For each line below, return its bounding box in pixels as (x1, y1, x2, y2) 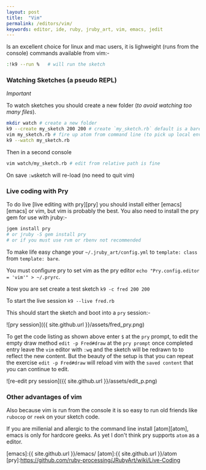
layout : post (6, 9, 40, 15)
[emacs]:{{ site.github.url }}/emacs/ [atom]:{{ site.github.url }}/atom (6, 450, 177, 458)
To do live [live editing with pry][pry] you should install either (6, 201, 160, 208)
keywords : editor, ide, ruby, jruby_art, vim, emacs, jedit (6, 26, 164, 33)
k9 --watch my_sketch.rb (6, 138, 70, 144)
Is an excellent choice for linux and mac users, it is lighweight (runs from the (6, 43, 199, 50)
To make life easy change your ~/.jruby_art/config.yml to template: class (6, 248, 198, 256)
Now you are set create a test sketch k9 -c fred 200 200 (6, 285, 150, 292)
